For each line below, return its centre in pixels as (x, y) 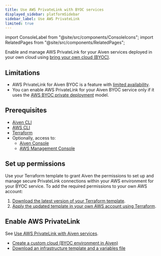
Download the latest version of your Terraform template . (69, 201)
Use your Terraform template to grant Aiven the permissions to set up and (80, 175)
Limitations (23, 72)
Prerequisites (26, 110)
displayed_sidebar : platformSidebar (42, 14)
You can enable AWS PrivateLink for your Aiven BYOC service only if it (83, 90)
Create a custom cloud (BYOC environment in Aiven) (65, 243)
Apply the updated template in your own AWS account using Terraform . (84, 206)
